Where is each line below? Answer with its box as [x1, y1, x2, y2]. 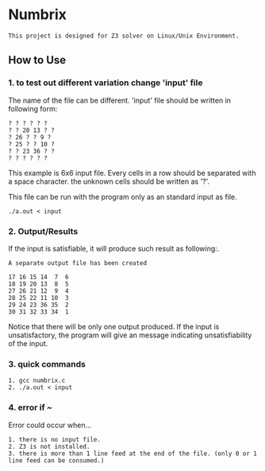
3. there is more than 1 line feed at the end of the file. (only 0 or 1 [8, 450, 258, 457]
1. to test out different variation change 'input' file [8, 77, 203, 88]
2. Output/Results [8, 225, 79, 236]
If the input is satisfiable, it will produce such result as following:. [8, 243, 220, 253]
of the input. [8, 338, 48, 348]
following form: [8, 103, 58, 113]
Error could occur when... [8, 420, 92, 430]
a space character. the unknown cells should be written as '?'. [8, 177, 210, 186]
